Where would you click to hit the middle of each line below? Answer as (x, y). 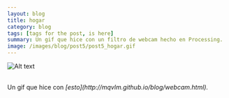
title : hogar (26, 20)
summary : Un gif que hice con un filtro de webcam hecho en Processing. (115, 40)
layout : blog (26, 14)
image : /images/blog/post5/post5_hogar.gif (72, 46)
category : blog (29, 27)
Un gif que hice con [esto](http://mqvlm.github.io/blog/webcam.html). (108, 87)
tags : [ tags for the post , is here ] (60, 33)
